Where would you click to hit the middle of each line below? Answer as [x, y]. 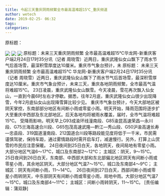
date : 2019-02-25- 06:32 [30, 19]
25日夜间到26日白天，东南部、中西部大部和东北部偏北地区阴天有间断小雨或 [82, 158]
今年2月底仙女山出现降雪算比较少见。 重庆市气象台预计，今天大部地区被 [86, 102]
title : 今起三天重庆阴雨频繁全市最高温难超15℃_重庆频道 [56, 10]
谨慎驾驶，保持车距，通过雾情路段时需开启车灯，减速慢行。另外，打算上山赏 [82, 139]
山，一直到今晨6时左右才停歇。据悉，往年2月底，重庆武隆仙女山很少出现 [79, 96]
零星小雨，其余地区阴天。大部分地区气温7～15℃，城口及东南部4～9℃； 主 [82, 164]
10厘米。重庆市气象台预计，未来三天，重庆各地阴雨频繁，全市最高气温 [85, 84]
